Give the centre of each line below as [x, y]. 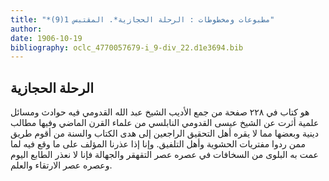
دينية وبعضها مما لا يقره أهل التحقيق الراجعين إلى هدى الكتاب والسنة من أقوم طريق [164, 133]
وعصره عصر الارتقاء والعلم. [61, 165]
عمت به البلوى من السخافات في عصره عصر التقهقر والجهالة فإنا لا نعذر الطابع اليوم [164, 155]
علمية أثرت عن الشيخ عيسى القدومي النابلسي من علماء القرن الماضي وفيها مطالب [165, 123]
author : [26, 29]
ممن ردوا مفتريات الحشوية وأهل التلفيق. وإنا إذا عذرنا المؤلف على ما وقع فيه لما [158, 144]
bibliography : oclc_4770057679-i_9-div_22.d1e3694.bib [127, 47]
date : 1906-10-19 [46, 38]
